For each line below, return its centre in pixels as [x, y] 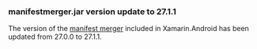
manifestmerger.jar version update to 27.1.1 [92, 12]
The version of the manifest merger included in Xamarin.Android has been [128, 29]
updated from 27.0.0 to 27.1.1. [55, 37]
